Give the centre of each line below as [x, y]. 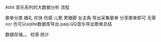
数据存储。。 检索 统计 [27, 34]
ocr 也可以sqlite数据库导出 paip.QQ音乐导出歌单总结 [59, 24]
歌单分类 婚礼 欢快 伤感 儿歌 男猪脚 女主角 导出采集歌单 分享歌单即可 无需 [80, 18]
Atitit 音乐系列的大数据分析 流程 [37, 7]
